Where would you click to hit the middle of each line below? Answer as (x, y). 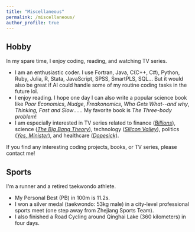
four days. (27, 223)
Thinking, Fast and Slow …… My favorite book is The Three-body (93, 110)
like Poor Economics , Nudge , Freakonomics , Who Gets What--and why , (102, 104)
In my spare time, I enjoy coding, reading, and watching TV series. (87, 61)
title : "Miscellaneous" (35, 12)
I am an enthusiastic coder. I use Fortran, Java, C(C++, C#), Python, (97, 72)
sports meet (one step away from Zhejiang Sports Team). (84, 210)
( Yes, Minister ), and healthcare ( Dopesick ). (67, 136)
